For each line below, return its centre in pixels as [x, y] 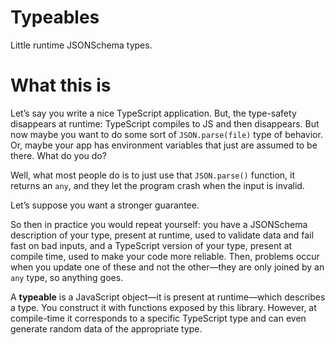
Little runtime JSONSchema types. [81, 45]
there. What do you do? [58, 155]
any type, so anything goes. [67, 277]
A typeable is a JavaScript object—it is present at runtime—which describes [168, 297]
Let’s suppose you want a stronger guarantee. [105, 205]
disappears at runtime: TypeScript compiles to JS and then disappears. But [165, 123]
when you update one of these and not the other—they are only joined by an [167, 267]
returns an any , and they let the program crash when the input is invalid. [157, 185]
